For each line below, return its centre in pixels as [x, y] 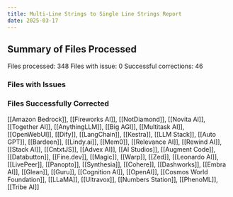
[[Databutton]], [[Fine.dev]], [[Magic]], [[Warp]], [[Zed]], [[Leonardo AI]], [113, 157]
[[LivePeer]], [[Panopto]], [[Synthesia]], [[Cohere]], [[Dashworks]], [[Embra [117, 164]
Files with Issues [36, 84]
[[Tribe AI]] [23, 187]
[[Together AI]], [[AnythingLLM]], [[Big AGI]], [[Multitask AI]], [96, 126]
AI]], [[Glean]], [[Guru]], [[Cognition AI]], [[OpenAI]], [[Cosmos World [108, 171]
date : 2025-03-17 [33, 21]
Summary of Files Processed [72, 49]
